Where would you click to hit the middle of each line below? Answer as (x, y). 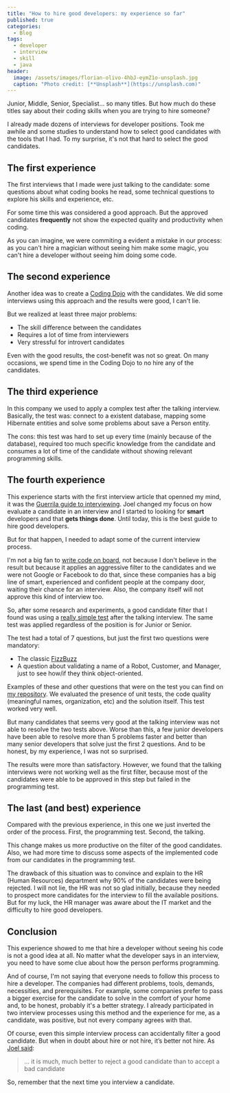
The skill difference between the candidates (79, 327)
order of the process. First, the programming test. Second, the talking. (106, 832)
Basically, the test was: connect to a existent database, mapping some (106, 416)
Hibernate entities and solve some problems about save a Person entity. (109, 423)
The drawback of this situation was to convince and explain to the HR (105, 873)
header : (18, 71)
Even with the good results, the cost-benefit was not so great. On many (108, 355)
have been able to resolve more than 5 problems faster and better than (107, 736)
